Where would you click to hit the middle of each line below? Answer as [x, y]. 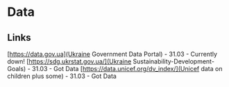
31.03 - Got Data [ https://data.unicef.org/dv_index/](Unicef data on [127, 69]
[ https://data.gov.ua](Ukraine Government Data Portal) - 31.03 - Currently [112, 54]
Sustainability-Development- [174, 61]
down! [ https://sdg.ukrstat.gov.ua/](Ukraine [69, 61]
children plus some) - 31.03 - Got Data [62, 76]
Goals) [17, 69]
